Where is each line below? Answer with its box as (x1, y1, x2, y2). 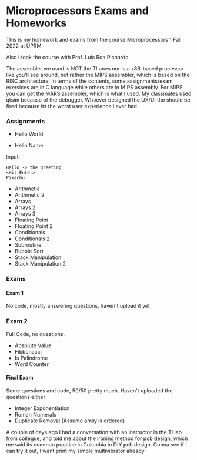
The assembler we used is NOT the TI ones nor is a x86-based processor (6, 65, 184, 72)
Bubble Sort (14, 248, 44, 255)
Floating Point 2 (14, 223, 53, 230)
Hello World (14, 130, 44, 137)
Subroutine (14, 241, 42, 249)
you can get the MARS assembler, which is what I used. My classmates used (6, 90, 192, 97)
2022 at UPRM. (6, 42, 43, 49)
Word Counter (14, 360, 49, 368)
